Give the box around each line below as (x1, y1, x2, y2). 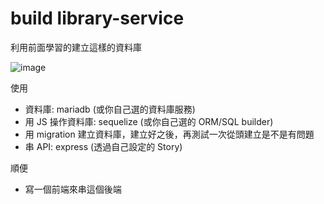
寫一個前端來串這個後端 (24, 183, 122, 195)
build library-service (10, 7, 185, 30)
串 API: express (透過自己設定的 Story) (24, 140, 183, 152)
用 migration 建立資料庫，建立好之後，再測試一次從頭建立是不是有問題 (24, 128, 315, 140)
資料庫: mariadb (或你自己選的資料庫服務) (24, 103, 196, 115)
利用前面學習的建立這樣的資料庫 (10, 41, 142, 53)
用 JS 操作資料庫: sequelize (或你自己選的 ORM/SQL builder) (24, 115, 274, 127)
